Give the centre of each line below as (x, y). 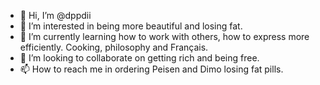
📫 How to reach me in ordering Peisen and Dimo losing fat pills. (151, 69)
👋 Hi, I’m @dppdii (55, 15)
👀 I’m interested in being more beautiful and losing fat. (131, 26)
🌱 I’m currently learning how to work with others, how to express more (164, 36)
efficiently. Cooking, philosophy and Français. (114, 47)
